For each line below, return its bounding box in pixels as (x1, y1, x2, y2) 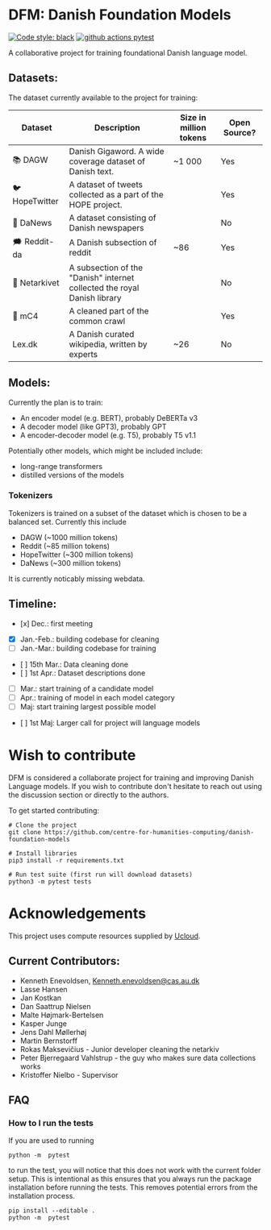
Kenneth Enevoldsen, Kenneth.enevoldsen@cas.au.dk (19, 975, 200, 985)
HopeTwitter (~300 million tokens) (19, 550, 134, 559)
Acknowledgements (8, 904, 147, 923)
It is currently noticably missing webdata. (8, 574, 145, 584)
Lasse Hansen (19, 984, 68, 994)
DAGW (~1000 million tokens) (19, 532, 119, 542)
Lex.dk (12, 339, 38, 350)
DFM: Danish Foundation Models (8, 6, 231, 24)
